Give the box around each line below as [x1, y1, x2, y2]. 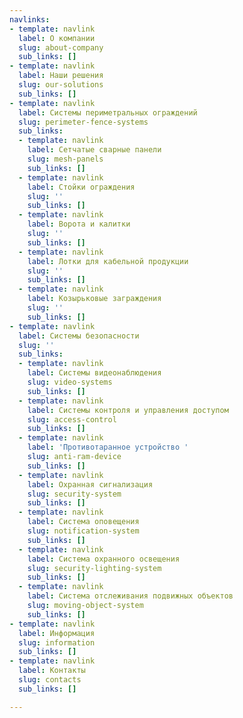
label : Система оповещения [27, 517, 140, 527]
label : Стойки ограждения [27, 182, 136, 192]
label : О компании [18, 33, 96, 43]
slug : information [18, 637, 96, 648]
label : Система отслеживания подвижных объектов [27, 591, 234, 601]
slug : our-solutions [18, 80, 104, 90]
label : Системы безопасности [18, 331, 140, 341]
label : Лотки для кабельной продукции [27, 256, 189, 266]
